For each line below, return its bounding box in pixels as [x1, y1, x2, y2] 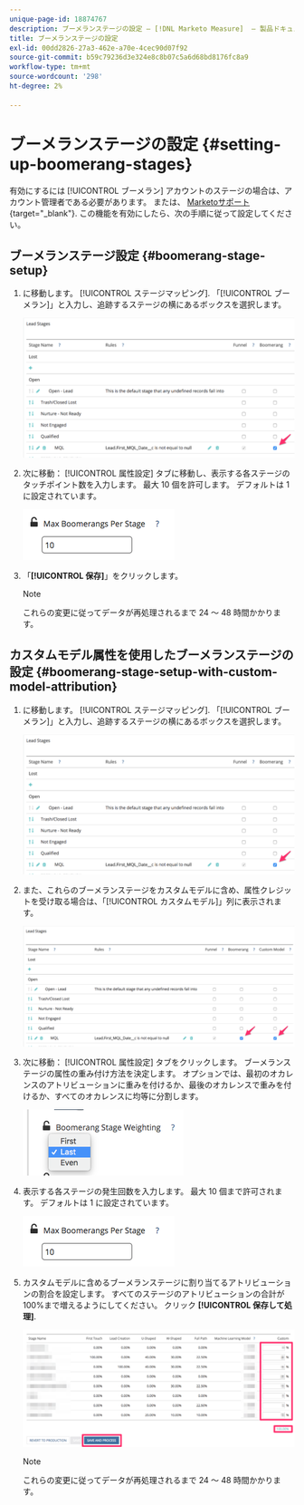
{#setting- [202, 134, 282, 154]
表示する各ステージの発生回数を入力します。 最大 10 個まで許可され [22, 1185, 275, 1196]
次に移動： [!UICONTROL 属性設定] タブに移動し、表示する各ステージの [22, 468, 290, 479]
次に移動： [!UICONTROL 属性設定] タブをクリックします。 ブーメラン [22, 1056, 283, 1067]
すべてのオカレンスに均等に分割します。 [53, 1090, 204, 1101]
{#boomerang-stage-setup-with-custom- [35, 664, 278, 680]
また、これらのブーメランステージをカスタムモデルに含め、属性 [22, 884, 261, 895]
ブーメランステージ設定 [9, 247, 140, 263]
